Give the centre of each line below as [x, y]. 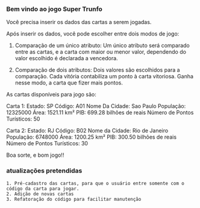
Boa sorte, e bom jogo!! [35, 155]
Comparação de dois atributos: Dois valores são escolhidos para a [97, 70]
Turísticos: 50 [23, 119]
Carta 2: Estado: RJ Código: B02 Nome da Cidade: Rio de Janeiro [87, 131]
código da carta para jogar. [43, 189]
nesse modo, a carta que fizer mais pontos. [69, 83]
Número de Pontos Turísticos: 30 [47, 143]
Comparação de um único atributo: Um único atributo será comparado [102, 46]
